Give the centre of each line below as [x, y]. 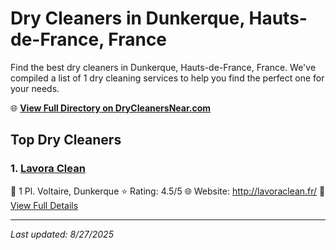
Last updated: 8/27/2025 [62, 234]
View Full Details [44, 205]
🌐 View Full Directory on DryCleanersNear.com [111, 108]
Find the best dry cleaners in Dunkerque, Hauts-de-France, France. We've [163, 67]
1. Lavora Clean [48, 169]
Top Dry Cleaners [66, 140]
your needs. [35, 88]
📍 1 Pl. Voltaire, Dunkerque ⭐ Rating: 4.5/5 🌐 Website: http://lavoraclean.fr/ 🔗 [168, 191]
